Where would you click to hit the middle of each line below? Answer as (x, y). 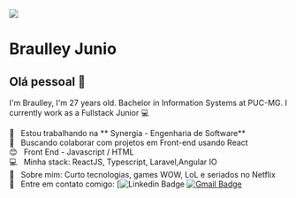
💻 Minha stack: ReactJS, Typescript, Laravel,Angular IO (114, 162)
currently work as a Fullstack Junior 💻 (80, 113)
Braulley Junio (63, 49)
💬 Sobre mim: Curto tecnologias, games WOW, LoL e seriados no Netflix (143, 175)
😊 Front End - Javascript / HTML (72, 152)
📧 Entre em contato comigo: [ (65, 184)
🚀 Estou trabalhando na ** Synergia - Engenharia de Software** (127, 133)
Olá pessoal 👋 (48, 82)
